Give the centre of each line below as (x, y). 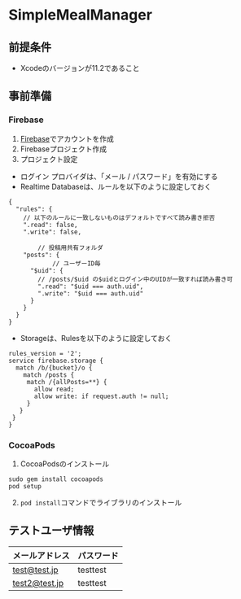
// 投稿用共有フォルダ (70, 247)
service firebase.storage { (56, 361)
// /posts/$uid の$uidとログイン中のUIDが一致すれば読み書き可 (136, 279)
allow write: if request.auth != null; (101, 396)
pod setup (25, 486)
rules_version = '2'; (45, 353)
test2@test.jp (38, 583)
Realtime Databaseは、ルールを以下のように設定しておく (116, 186)
